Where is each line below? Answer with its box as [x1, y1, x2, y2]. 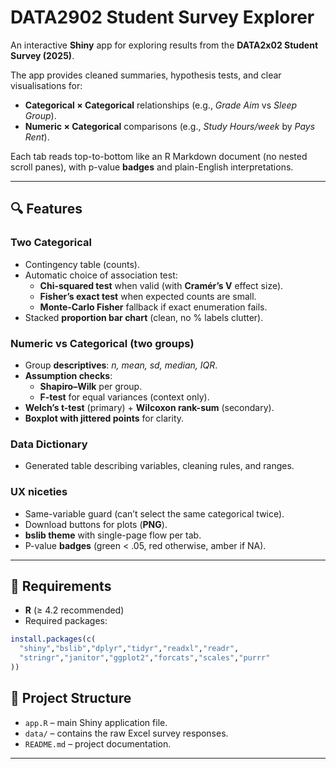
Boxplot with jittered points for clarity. [24, 412, 185, 424]
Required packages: [24, 615, 108, 627]
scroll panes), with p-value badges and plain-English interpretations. [10, 161, 294, 173]
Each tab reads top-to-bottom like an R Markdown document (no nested [10, 150, 308, 162]
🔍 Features [10, 201, 83, 218]
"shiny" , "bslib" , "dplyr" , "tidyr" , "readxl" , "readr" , [19, 644, 240, 654]
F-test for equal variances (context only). [39, 391, 210, 403]
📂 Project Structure [10, 690, 132, 707]
